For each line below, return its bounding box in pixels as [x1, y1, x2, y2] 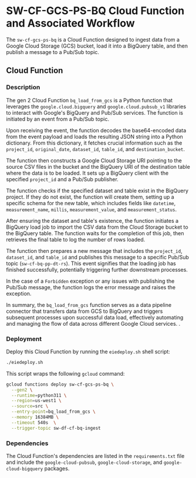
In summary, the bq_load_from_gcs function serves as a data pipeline [6, 301, 172, 308]
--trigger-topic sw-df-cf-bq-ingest [11, 425, 101, 431]
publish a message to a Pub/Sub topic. [6, 48, 100, 55]
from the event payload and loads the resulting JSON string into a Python [6, 133, 183, 140]
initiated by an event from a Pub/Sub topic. [6, 115, 110, 122]
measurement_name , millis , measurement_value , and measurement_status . [6, 206, 177, 213]
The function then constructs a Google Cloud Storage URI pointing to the [6, 157, 182, 164]
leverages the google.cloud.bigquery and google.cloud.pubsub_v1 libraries [6, 103, 187, 110]
